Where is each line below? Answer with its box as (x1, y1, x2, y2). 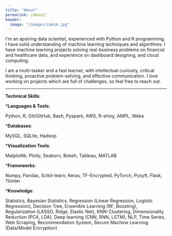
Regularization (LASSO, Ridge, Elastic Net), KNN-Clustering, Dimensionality (5, 208, 164, 215)
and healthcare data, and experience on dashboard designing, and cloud (5, 52, 159, 58)
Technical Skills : (5, 93, 41, 99)
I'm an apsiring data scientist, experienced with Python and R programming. (5, 36, 165, 42)
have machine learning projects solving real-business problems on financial (5, 47, 165, 53)
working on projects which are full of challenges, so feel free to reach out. (5, 78, 161, 84)
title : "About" (5, 7, 38, 13)
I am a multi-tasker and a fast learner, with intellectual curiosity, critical (5, 68, 155, 74)
